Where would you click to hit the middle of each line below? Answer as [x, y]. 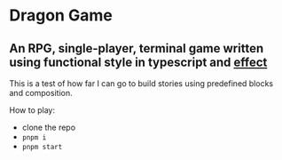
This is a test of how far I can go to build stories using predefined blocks [141, 84]
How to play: [32, 110]
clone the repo [49, 127]
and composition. [41, 93]
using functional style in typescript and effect [138, 62]
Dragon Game [61, 16]
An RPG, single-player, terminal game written [137, 48]
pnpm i [34, 138]
